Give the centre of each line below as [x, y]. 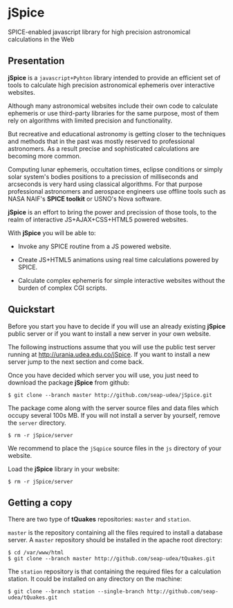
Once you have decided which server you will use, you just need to [103, 375]
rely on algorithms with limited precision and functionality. [90, 120]
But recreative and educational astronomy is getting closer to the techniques [117, 133]
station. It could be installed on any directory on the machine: [95, 579]
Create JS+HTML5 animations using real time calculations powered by [118, 259]
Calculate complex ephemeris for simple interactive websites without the [121, 280]
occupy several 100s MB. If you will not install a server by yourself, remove [114, 415]
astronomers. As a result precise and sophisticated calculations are [104, 148]
